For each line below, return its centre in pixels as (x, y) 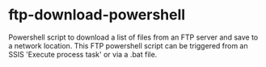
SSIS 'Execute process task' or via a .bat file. (83, 54)
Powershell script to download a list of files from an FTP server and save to (133, 37)
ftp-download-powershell (97, 15)
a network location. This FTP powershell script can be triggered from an (128, 45)
